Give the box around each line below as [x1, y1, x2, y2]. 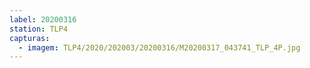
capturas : [9, 33, 51, 43]
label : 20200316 [9, 14, 77, 25]
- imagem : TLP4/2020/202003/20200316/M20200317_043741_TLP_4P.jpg [18, 42, 301, 53]
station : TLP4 [9, 24, 69, 34]
